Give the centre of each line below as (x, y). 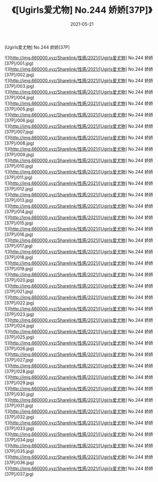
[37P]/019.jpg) (19, 268)
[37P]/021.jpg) (19, 291)
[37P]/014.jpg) (19, 211)
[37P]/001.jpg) (19, 63)
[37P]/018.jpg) (19, 257)
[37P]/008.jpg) (20, 143)
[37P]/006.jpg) (20, 120)
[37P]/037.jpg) (19, 474)
